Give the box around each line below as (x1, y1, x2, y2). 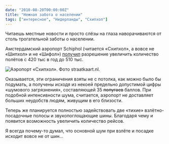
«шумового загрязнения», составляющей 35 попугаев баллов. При (5, 87, 151, 93)
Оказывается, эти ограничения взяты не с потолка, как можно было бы (5, 76, 161, 82)
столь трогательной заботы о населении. (5, 36, 95, 42)
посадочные (5, 113, 32, 119)
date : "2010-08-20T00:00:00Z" (5, 7, 70, 13)
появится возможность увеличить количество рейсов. (5, 118, 124, 124)
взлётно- (144, 107, 164, 114)
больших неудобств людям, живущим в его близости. (5, 98, 123, 104)
